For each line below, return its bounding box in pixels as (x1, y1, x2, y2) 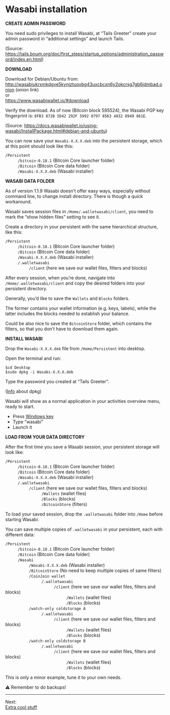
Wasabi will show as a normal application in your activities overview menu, (5, 398, 161, 404)
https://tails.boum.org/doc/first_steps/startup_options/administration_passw (5, 51, 164, 57)
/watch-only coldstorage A (28, 606, 86, 611)
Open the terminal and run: (5, 355, 62, 361)
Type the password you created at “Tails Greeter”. (5, 378, 109, 384)
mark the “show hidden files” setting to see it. (5, 214, 100, 220)
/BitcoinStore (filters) (41, 501, 88, 507)
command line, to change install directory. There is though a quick (5, 193, 143, 199)
